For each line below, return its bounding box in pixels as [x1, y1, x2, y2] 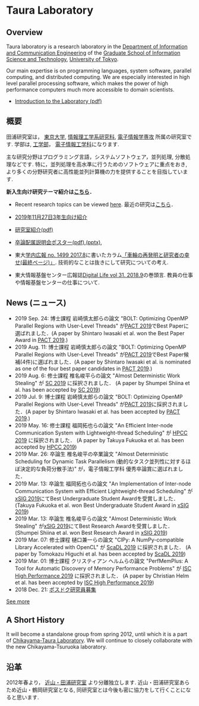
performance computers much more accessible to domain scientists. [6, 86, 175, 93]
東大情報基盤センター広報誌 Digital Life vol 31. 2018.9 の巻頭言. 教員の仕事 [14, 271, 193, 278]
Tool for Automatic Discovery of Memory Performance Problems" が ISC [14, 565, 192, 572]
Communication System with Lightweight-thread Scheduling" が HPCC [14, 429, 188, 436]
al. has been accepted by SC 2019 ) [14, 386, 101, 393]
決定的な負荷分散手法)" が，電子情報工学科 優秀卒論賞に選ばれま [20, 465, 178, 472]
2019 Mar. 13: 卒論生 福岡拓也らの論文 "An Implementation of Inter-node [14, 480, 191, 487]
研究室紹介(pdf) [14, 226, 53, 233]
